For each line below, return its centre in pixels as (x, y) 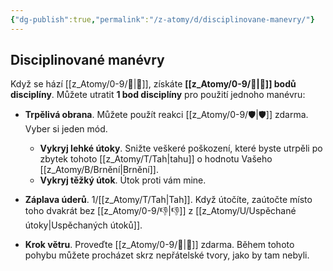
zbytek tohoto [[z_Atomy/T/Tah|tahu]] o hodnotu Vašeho (156, 159)
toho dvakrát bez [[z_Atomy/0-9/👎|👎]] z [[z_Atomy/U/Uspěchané (160, 211)
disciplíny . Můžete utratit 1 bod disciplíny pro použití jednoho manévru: (158, 95)
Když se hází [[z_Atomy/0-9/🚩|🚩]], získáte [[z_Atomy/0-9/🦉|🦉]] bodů (153, 84)
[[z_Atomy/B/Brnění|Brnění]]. (99, 170)
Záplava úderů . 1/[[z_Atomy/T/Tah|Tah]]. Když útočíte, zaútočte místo (168, 200)
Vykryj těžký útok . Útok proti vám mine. (123, 180)
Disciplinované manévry (87, 60)
